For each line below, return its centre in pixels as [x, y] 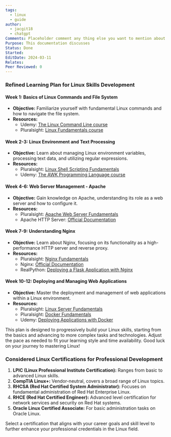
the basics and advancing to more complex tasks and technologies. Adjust [83, 335]
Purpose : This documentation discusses [48, 43]
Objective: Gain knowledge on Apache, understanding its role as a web [88, 198]
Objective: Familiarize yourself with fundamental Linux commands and [87, 108]
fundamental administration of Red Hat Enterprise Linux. [72, 392]
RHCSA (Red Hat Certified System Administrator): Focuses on [79, 386]
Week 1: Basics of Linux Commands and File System [62, 97]
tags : [11, 10]
